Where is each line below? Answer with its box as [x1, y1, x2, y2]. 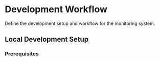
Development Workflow [5, 4, 108, 15]
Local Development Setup [5, 35, 89, 44]
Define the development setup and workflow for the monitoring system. [5, 20, 155, 26]
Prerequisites [5, 50, 39, 57]
